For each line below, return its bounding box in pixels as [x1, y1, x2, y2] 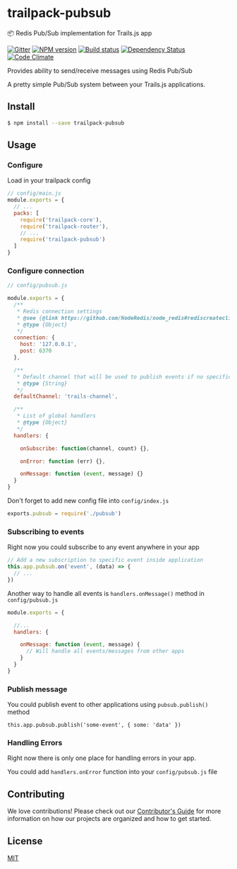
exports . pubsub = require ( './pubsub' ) [7, 510, 121, 517]
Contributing [7, 788, 65, 800]
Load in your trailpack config [7, 176, 91, 185]
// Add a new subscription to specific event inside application [7, 557, 203, 564]
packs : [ [13, 209, 39, 217]
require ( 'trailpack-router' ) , [20, 223, 109, 230]
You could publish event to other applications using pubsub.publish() [7, 701, 209, 709]
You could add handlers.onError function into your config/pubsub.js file [7, 768, 217, 776]
